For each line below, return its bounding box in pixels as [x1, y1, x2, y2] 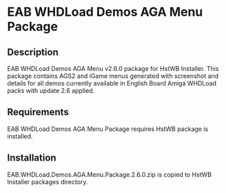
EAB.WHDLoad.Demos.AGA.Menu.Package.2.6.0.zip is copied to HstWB [7, 170, 212, 179]
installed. [7, 132, 33, 140]
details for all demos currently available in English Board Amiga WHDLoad [7, 79, 217, 87]
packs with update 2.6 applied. [7, 87, 95, 94]
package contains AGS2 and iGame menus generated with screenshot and [7, 72, 219, 80]
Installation [7, 152, 56, 164]
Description [7, 46, 59, 58]
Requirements [7, 106, 69, 118]
